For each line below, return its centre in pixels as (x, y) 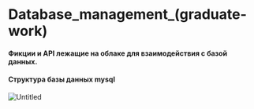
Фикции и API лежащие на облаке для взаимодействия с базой (118, 53)
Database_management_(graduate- (127, 15)
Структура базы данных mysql (62, 79)
